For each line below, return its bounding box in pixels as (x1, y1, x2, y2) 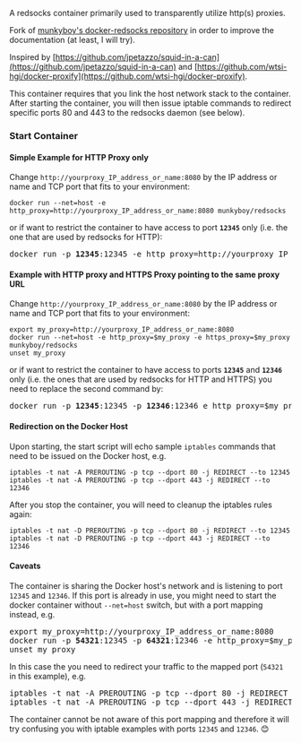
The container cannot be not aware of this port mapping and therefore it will (9, 713, 289, 724)
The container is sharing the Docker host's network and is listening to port (9, 580, 284, 591)
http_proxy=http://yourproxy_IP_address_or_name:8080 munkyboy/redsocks (9, 206, 287, 216)
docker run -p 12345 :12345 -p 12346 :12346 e (9, 401, 209, 411)
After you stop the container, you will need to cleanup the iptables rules (9, 499, 273, 510)
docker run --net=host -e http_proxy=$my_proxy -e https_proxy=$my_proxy (9, 333, 291, 342)
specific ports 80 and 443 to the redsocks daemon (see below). (9, 108, 245, 117)
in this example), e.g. (9, 670, 87, 681)
